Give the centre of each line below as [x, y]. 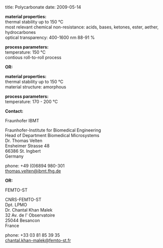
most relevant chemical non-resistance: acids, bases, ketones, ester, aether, [82, 27]
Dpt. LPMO [16, 205]
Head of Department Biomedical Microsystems [52, 135]
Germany [14, 156]
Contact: [14, 111]
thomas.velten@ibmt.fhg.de [33, 171]
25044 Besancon [23, 220]
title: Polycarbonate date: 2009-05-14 [43, 7]
